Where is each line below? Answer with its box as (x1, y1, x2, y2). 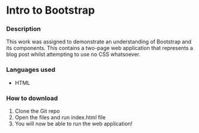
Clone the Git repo (14, 107, 60, 115)
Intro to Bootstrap (6, 4, 95, 17)
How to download (6, 94, 58, 102)
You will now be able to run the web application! (14, 120, 133, 128)
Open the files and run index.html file (14, 114, 106, 121)
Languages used (6, 66, 55, 74)
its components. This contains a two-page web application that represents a (6, 45, 194, 52)
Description (6, 25, 41, 33)
